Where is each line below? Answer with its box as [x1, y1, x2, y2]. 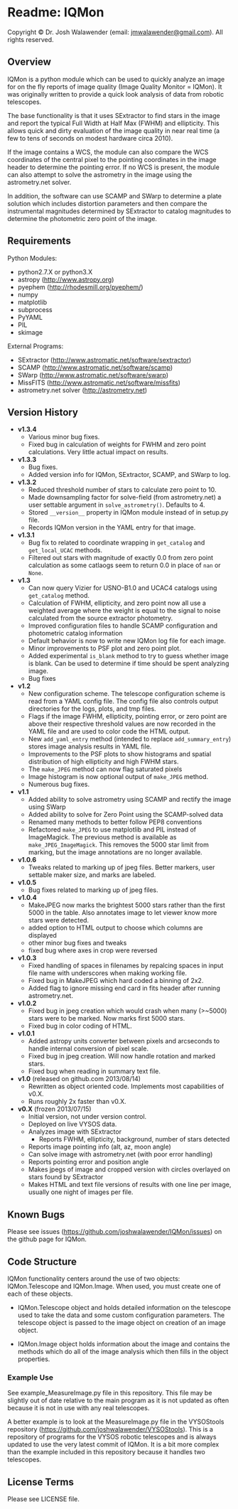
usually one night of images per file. [28, 1188, 134, 1196]
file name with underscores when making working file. [28, 969, 187, 977]
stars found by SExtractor [28, 1173, 104, 1181]
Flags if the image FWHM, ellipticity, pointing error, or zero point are [28, 712, 227, 721]
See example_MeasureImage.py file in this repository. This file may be [7, 1389, 212, 1397]
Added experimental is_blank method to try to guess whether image [28, 652, 229, 660]
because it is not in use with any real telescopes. [7, 1404, 150, 1412]
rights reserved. [7, 35, 55, 43]
